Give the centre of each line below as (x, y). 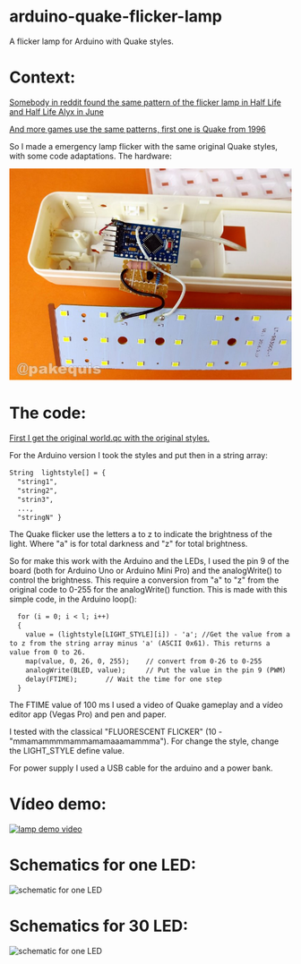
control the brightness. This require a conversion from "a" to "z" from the (144, 580)
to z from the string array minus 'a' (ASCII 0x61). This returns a (140, 643)
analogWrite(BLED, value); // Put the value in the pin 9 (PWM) (156, 670)
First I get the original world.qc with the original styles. (110, 438)
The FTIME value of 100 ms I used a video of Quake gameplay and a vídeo (146, 704)
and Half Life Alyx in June (57, 111)
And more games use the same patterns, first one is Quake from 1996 (138, 129)
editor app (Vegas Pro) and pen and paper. (88, 714)
